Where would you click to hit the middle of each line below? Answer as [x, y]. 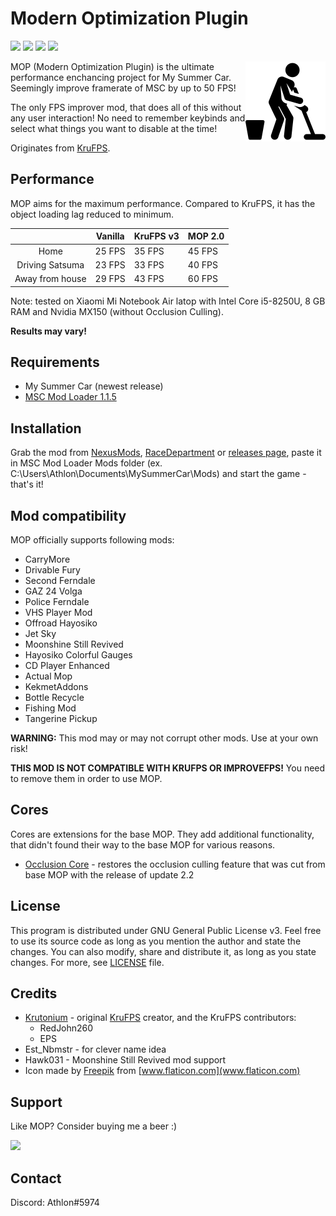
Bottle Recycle [54, 697]
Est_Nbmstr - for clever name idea [95, 1049]
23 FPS [110, 264]
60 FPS [202, 278]
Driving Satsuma [50, 264]
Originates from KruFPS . [60, 148]
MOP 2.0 [206, 236]
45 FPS [202, 251]
